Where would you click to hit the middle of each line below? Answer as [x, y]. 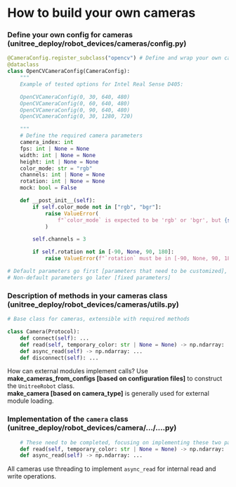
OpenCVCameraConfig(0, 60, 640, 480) [75, 103]
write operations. [32, 476]
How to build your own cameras [101, 13]
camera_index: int [47, 142]
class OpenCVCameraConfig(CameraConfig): [69, 72]
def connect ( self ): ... [55, 338]
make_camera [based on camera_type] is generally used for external [108, 394]
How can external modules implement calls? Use [78, 371]
